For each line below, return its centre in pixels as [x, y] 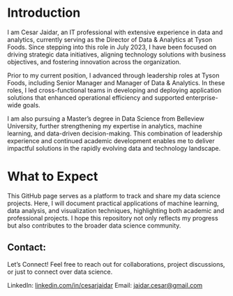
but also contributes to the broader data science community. [94, 225]
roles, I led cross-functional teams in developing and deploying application [114, 90]
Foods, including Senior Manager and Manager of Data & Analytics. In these [116, 82]
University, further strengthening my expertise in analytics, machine [105, 126]
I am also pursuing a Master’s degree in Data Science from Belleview [106, 118]
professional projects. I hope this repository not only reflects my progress [113, 218]
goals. [31, 105]
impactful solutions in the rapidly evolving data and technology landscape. [114, 148]
